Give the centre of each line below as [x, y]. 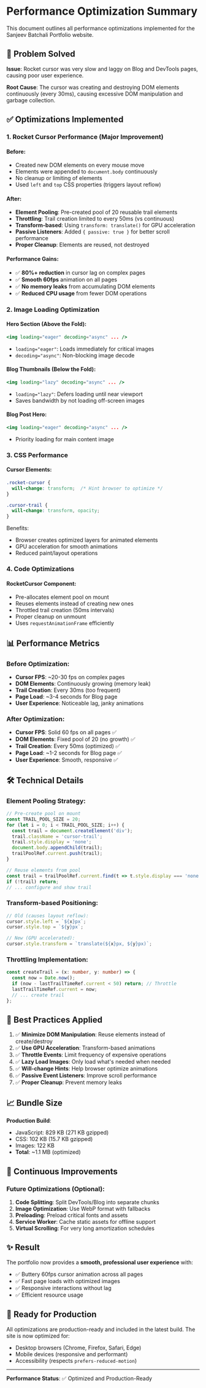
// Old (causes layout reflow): [48, 916]
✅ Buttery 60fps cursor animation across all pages [79, 1274]
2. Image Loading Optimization [53, 309]
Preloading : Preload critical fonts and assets [71, 1215]
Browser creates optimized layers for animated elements [86, 540]
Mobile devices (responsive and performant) [71, 1354]
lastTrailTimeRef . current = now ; [55, 989]
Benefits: [18, 528]
